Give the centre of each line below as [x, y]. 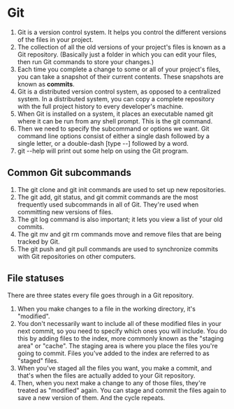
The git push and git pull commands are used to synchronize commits [118, 248]
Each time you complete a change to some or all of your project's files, [119, 69]
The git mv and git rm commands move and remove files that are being [119, 234]
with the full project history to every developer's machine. [100, 106]
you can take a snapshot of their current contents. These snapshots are [120, 76]
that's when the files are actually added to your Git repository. [106, 375]
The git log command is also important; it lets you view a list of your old [120, 219]
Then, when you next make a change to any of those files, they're [112, 382]
